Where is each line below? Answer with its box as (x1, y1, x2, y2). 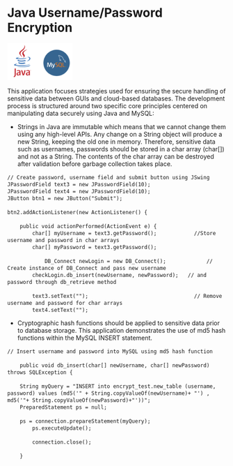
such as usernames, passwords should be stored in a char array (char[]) (17, 145, 225, 153)
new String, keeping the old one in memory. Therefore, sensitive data (17, 137, 216, 146)
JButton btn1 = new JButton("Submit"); (7, 195, 123, 202)
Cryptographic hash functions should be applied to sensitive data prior (17, 319, 220, 327)
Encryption (7, 20, 73, 36)
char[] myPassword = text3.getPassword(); (32, 244, 157, 251)
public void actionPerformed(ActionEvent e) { (19, 223, 157, 230)
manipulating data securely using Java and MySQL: (7, 110, 154, 118)
